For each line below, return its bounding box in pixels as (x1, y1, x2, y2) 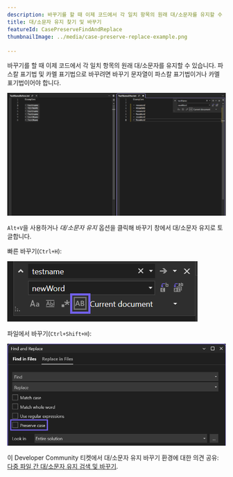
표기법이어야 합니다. (7, 78, 61, 87)
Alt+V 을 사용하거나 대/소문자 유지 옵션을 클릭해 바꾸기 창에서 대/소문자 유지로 (7, 224, 216, 232)
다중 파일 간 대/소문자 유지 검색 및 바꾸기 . (7, 462, 119, 470)
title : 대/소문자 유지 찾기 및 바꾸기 (7, 18, 102, 26)
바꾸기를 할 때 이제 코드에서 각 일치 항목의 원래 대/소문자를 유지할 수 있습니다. (7, 61, 216, 69)
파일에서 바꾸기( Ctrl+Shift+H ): (7, 330, 92, 338)
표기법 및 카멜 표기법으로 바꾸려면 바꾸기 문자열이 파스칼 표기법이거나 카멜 (19, 70, 221, 78)
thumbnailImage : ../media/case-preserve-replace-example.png (7, 33, 188, 40)
